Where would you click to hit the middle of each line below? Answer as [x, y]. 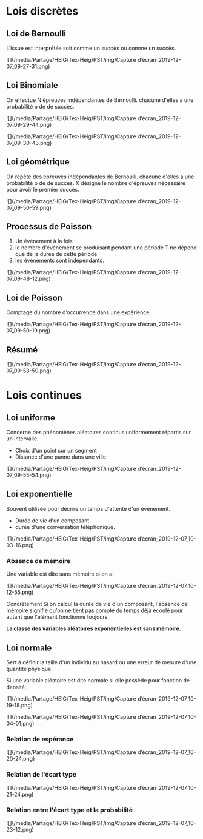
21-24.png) [20, 794]
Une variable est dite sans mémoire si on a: [60, 574]
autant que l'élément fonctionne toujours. [58, 617]
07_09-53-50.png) [29, 371]
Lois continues [44, 395]
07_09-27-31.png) [28, 66]
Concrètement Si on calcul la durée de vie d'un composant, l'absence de [97, 604]
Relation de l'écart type [42, 775]
